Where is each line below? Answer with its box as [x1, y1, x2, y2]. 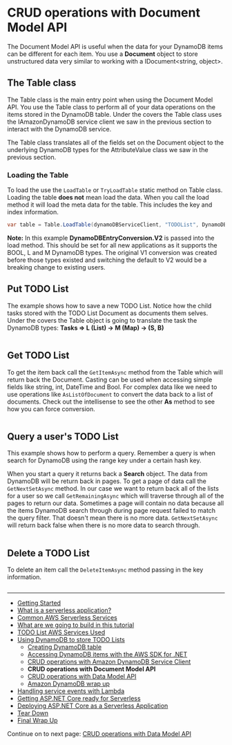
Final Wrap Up [17, 717, 58, 725]
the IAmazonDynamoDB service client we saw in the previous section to [7, 117, 212, 126]
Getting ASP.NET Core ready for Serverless [17, 695, 141, 703]
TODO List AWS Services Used [17, 628, 106, 636]
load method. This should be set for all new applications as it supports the [7, 241, 217, 249]
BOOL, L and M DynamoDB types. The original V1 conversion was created [7, 248, 217, 256]
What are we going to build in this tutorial [17, 621, 135, 630]
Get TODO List [7, 350, 70, 361]
